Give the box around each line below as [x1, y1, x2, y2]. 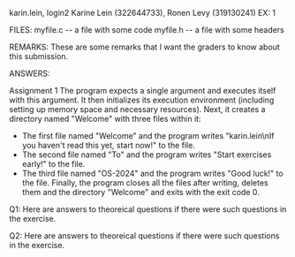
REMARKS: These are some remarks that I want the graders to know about [9, 42, 280, 52]
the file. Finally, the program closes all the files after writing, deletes [21, 178, 269, 188]
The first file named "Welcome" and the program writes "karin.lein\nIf [21, 131, 275, 140]
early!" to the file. [21, 159, 86, 169]
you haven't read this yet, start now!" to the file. [21, 140, 196, 150]
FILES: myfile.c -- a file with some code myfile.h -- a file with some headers [9, 25, 284, 34]
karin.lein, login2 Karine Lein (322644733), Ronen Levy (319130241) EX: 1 [9, 8, 276, 18]
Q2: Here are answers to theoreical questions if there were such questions [9, 231, 280, 241]
